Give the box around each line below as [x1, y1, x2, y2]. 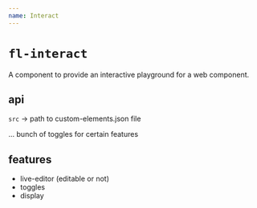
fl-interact [8, 46, 88, 61]
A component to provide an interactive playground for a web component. [8, 70, 250, 79]
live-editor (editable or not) [19, 174, 110, 184]
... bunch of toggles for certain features [8, 130, 139, 139]
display [19, 191, 44, 201]
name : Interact [8, 11, 59, 20]
